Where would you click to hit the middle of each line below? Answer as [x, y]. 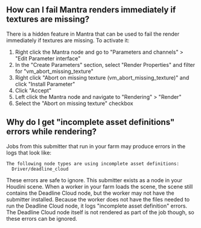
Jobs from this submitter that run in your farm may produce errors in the [96, 146]
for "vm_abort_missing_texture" [54, 71]
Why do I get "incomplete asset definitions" [91, 122]
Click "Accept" [33, 90]
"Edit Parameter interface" [48, 58]
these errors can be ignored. [42, 218]
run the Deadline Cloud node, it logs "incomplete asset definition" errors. [97, 206]
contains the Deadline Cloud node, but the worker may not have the [90, 193]
